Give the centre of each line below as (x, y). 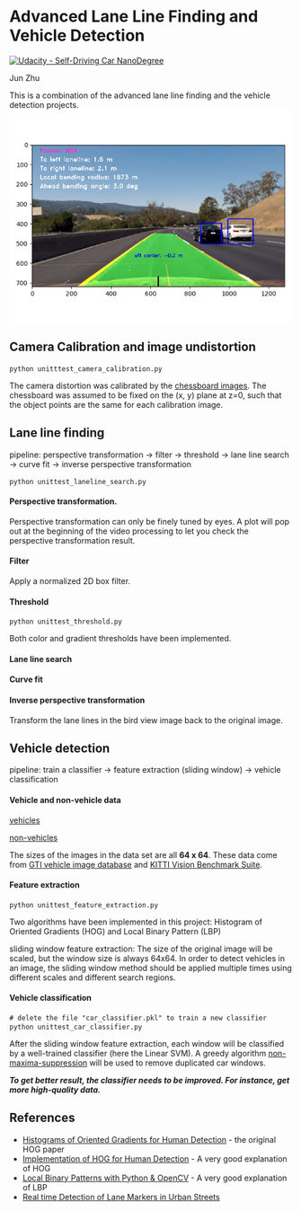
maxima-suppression (49, 1063)
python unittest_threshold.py (66, 622)
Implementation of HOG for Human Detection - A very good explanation (155, 1158)
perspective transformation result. (72, 540)
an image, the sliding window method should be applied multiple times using (150, 968)
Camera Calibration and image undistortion (133, 347)
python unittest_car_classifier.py (76, 1027)
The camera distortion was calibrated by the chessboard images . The (138, 385)
